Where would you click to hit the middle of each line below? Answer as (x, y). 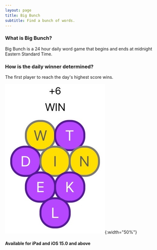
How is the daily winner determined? (49, 67)
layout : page (18, 10)
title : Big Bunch (23, 15)
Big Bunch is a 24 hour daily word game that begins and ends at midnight (79, 49)
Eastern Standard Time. (29, 54)
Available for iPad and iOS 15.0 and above (48, 243)
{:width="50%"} (121, 232)
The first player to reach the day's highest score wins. (59, 77)
